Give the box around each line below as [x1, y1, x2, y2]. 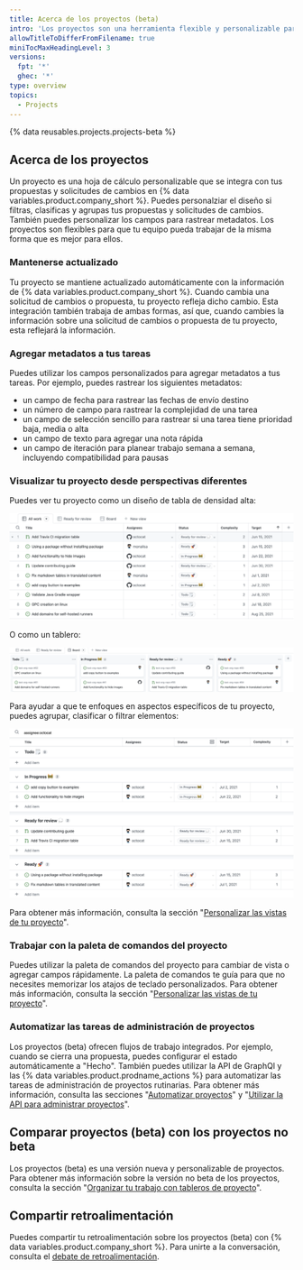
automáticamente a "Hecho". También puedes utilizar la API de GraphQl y [9, 1060, 282, 1071]
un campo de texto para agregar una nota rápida [22, 433, 204, 444]
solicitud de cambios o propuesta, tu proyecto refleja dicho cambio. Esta [9, 296, 279, 307]
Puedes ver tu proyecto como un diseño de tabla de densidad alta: [9, 495, 257, 506]
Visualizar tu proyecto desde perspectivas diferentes [9, 474, 248, 487]
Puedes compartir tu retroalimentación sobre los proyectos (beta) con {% [9, 1232, 282, 1243]
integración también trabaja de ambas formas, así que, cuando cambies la [9, 305, 285, 316]
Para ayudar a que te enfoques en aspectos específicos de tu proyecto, [9, 701, 275, 712]
